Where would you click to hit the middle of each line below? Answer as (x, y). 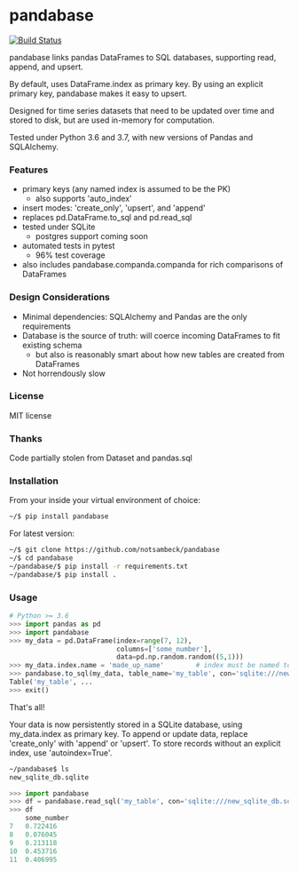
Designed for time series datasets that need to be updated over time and (142, 110)
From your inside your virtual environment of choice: (105, 500)
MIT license (31, 415)
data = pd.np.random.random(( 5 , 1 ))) (180, 657)
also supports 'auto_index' (83, 199)
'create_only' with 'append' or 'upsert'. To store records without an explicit (145, 743)
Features (29, 170)
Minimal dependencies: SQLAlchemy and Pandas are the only (134, 316)
